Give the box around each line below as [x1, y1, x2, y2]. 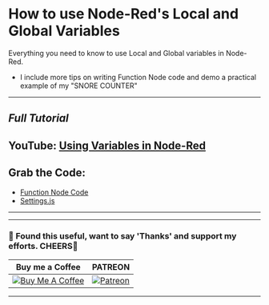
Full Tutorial [8, 111, 70, 125]
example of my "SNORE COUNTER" [19, 81, 138, 90]
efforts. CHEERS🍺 [8, 241, 78, 252]
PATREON [91, 261, 130, 272]
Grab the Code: [8, 166, 86, 180]
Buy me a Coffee [15, 261, 82, 272]
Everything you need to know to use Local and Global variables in [8, 48, 224, 58]
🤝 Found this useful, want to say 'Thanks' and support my [8, 231, 237, 242]
